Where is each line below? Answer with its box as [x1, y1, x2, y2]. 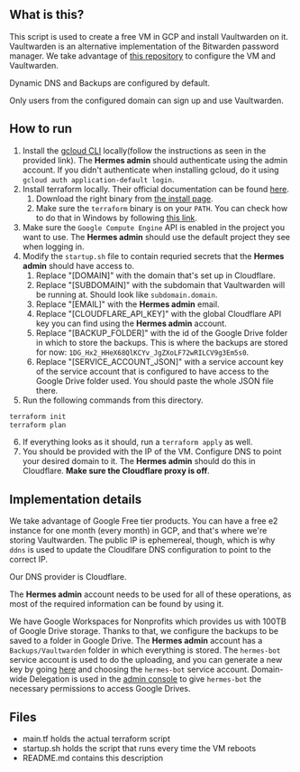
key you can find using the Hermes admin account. [35, 318, 227, 329]
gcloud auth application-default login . [22, 173, 175, 184]
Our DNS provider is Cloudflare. [9, 572, 127, 582]
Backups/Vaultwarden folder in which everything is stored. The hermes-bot [9, 645, 281, 656]
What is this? [9, 7, 85, 23]
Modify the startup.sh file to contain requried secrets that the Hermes [22, 250, 285, 261]
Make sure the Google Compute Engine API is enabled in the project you [22, 221, 286, 233]
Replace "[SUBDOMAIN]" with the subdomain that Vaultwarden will [35, 279, 286, 290]
